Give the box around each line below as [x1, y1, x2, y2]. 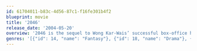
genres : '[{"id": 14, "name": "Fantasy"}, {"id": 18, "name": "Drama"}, [6, 36, 188, 42]
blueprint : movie [6, 14, 49, 20]
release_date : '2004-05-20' [6, 25, 75, 31]
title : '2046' [6, 19, 41, 25]
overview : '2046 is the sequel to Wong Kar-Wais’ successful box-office [6, 30, 188, 36]
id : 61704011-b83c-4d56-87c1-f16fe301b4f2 [6, 8, 111, 15]
